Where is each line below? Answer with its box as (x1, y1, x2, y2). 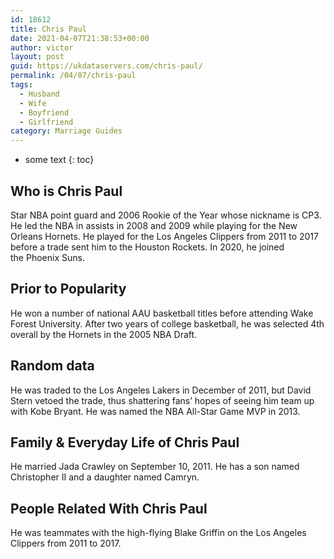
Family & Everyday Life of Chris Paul (10, 434, 240, 451)
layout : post (10, 52, 65, 62)
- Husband (19, 89, 60, 99)
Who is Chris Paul (10, 182, 123, 200)
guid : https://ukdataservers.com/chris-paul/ (10, 61, 203, 71)
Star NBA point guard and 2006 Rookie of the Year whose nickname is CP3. (10, 209, 322, 221)
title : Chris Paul (10, 24, 87, 34)
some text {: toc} (24, 154, 95, 166)
